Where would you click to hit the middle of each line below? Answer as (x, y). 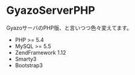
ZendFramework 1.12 (40, 52)
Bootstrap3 (29, 65)
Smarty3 (26, 59)
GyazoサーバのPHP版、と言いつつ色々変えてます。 (69, 28)
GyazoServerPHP (51, 10)
